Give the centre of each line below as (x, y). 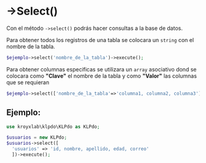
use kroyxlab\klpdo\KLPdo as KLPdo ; (53, 126)
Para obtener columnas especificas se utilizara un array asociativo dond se (101, 69)
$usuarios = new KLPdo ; (37, 138)
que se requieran (28, 82)
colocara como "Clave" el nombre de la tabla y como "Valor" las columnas (102, 76)
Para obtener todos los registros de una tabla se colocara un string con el (100, 40)
